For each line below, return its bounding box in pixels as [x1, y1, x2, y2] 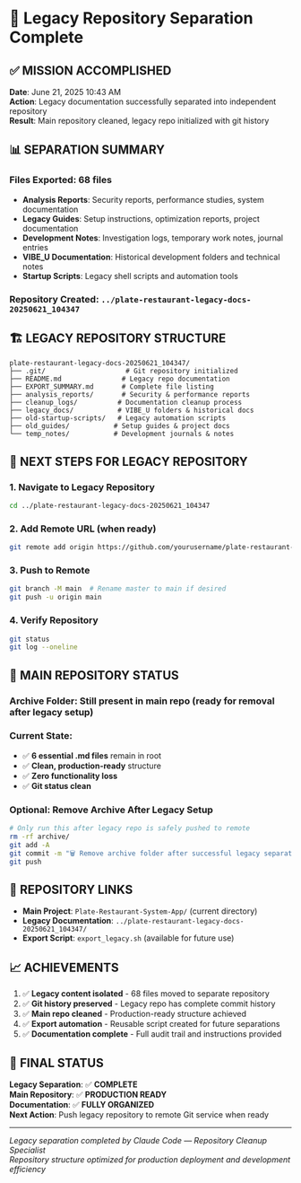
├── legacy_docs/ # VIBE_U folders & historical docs [9, 406, 254, 416]
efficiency [9, 1163, 47, 1174]
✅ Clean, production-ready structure [21, 760, 161, 771]
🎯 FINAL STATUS [9, 1055, 105, 1071]
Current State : [9, 730, 73, 742]
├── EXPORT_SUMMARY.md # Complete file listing [9, 382, 215, 391]
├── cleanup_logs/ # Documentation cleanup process [9, 399, 243, 407]
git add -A [9, 840, 50, 849]
